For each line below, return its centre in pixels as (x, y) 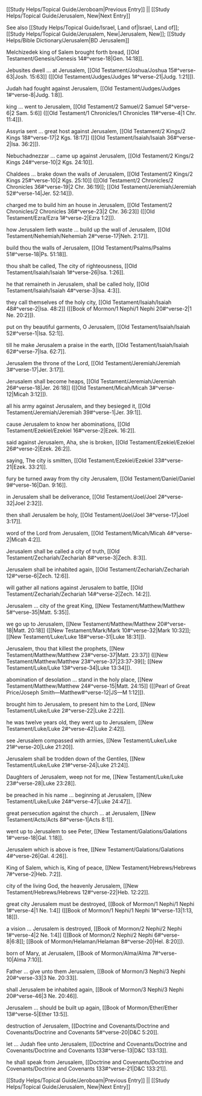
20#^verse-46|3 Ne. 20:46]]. (42, 996)
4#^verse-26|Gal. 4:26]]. (37, 856)
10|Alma (16, 959)
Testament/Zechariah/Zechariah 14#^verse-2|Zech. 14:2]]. (79, 594)
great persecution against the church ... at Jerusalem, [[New (81, 813)
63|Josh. (17, 77)
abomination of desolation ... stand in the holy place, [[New (80, 679)
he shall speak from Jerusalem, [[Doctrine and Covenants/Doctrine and (95, 1062)
